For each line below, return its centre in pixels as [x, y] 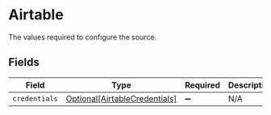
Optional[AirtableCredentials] [121, 98]
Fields [24, 62]
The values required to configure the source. [83, 37]
